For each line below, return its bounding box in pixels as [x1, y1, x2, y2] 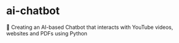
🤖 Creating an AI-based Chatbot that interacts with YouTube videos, [6, 24, 174, 31]
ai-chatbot [6, 4, 60, 18]
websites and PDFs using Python [6, 29, 88, 37]
